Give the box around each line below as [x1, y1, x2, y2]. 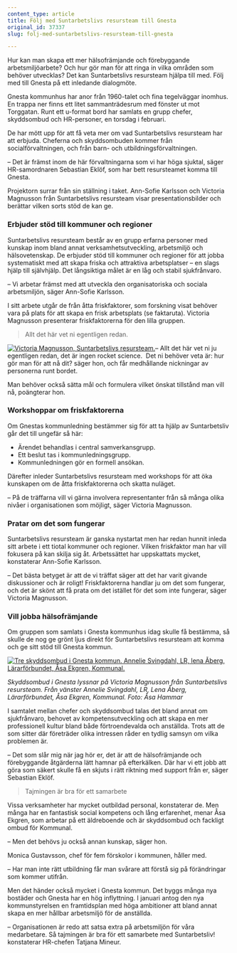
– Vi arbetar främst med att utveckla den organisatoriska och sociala [7, 279, 208, 288]
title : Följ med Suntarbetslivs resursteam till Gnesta [7, 17, 177, 24]
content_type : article [7, 10, 75, 18]
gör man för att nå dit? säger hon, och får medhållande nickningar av [7, 358, 209, 367]
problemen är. [7, 737, 48, 745]
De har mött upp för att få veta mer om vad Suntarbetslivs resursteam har [7, 129, 223, 137]
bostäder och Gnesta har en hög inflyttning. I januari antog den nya [7, 894, 204, 903]
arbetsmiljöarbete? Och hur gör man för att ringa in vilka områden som [7, 63, 214, 72]
